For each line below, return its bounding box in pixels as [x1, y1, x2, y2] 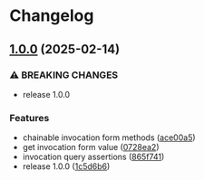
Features [9, 111, 50, 124]
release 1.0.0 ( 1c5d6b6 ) [22, 161, 111, 172]
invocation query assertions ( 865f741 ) [22, 151, 165, 163]
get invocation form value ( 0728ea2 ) [22, 142, 160, 153]
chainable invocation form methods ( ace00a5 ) [22, 132, 197, 143]
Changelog [9, 5, 94, 26]
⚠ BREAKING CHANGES [9, 69, 119, 81]
